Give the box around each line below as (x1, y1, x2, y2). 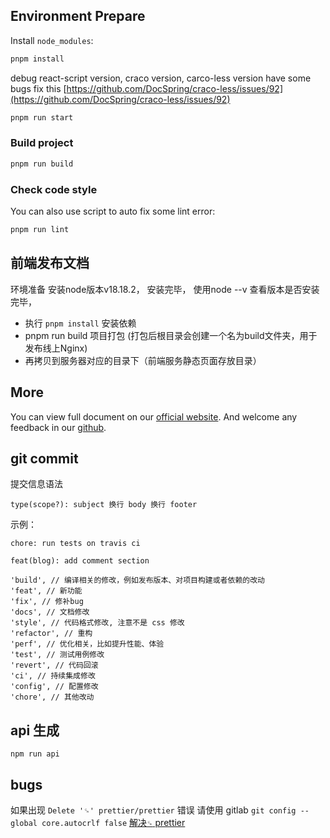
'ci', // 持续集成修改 (10, 671, 96, 681)
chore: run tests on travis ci (10, 539, 141, 549)
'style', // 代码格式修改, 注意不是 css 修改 (10, 618, 185, 628)
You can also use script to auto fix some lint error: (10, 205, 216, 218)
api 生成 (10, 722, 60, 739)
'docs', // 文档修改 (10, 607, 90, 618)
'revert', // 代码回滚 (10, 660, 99, 671)
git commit (10, 450, 79, 467)
